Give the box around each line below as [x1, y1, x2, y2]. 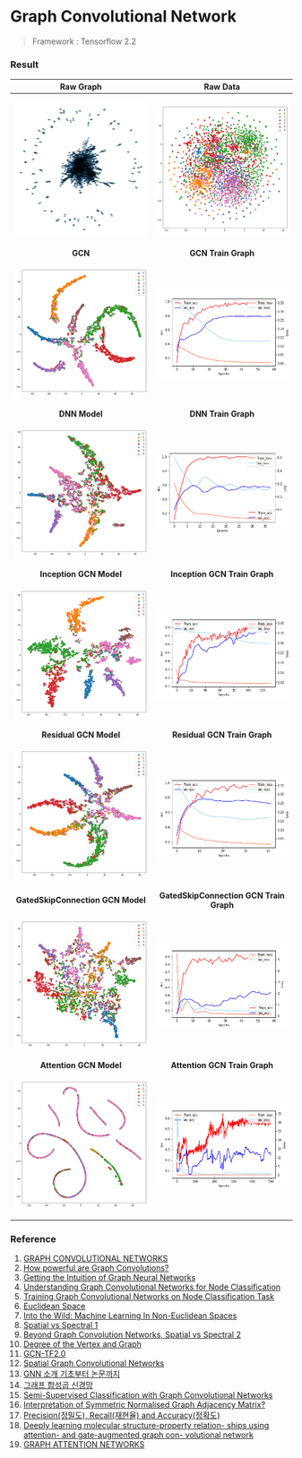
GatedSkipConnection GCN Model [15, 894, 146, 906]
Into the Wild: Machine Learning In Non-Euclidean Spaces [22, 1310, 237, 1321]
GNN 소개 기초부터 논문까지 [22, 1368, 120, 1379]
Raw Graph [59, 81, 102, 91]
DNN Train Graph [189, 408, 255, 418]
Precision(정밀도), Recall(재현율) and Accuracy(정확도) [22, 1410, 220, 1421]
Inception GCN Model [39, 569, 122, 580]
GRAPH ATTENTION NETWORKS [22, 1439, 145, 1450]
